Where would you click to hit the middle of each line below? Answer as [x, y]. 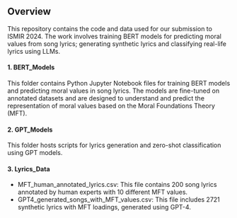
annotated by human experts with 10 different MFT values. [103, 192]
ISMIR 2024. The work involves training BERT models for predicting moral [114, 36]
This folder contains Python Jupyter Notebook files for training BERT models [119, 84]
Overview [29, 12]
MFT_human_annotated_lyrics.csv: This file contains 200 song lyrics [117, 185]
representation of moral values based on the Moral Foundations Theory [111, 106]
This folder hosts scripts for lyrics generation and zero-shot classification [114, 145]
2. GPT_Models [30, 130]
